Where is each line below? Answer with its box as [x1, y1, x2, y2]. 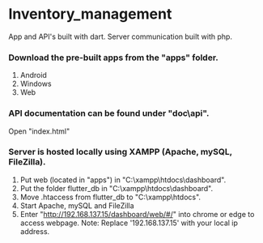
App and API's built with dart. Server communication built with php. [8, 32, 233, 41]
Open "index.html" [8, 126, 70, 136]
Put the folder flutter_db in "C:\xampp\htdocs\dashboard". [19, 183, 214, 193]
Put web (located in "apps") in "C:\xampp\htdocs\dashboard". [19, 175, 227, 185]
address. [19, 226, 50, 236]
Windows [19, 79, 52, 89]
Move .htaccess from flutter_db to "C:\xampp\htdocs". [19, 192, 201, 202]
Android [19, 70, 47, 80]
